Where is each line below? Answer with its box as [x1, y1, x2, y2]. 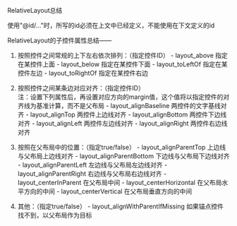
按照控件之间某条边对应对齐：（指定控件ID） [17, 84, 145, 92]
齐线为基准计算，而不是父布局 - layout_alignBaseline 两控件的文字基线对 [17, 102, 227, 109]
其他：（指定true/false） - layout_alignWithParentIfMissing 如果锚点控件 [17, 202, 224, 210]
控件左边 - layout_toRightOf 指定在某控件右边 [17, 69, 148, 77]
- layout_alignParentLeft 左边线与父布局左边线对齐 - [17, 161, 168, 169]
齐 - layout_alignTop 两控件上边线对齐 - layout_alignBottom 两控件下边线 [17, 110, 227, 119]
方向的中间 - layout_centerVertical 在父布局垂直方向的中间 [23, 187, 193, 196]
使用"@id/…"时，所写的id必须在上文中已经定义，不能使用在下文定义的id [7, 21, 215, 30]
